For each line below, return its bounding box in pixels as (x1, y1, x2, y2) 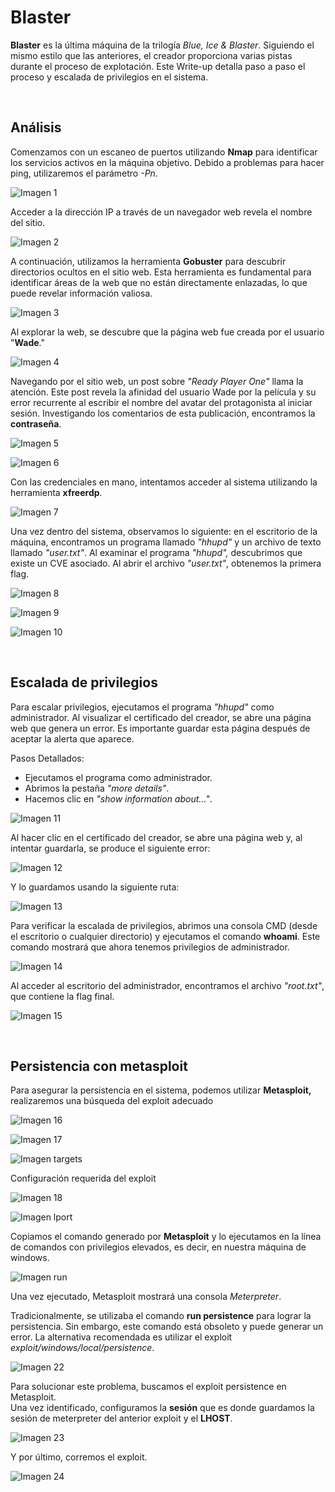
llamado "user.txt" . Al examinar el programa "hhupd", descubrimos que (10, 546, 303, 558)
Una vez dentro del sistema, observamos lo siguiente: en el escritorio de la (10, 525, 318, 537)
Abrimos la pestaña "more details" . (24, 782, 170, 794)
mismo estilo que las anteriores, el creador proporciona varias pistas (10, 49, 293, 61)
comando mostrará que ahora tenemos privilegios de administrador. (10, 941, 290, 953)
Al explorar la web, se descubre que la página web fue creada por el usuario (10, 326, 325, 338)
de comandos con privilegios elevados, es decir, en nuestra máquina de (10, 1241, 307, 1253)
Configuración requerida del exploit (10, 1172, 157, 1185)
